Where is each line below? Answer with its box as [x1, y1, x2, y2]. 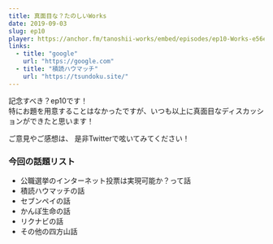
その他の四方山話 [19, 226, 78, 236]
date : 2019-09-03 [8, 20, 67, 28]
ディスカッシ [221, 106, 264, 115]
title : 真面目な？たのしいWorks [8, 11, 107, 20]
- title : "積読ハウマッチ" [15, 65, 99, 73]
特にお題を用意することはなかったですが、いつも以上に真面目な [8, 106, 222, 115]
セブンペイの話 [19, 196, 71, 206]
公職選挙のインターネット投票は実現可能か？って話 [19, 176, 192, 185]
